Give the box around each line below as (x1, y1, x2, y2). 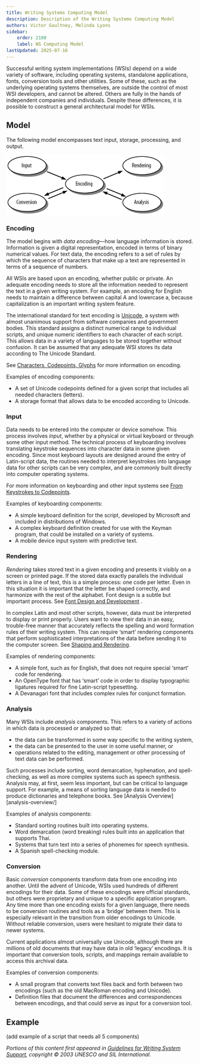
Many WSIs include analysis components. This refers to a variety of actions (6, 718, 192, 725)
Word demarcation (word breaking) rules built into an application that (14, 828, 185, 835)
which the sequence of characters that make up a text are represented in (6, 256, 186, 263)
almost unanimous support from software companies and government (6, 318, 179, 325)
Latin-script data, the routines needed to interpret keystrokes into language (6, 458, 191, 465)
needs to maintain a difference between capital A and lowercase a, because (6, 293, 193, 301)
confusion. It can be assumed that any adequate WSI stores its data (6, 343, 173, 350)
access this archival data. (6, 957, 69, 965)
